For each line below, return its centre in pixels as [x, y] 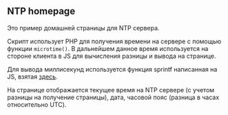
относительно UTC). [37, 104]
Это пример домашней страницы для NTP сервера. [83, 28]
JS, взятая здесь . [32, 76]
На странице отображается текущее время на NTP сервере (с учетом [111, 90]
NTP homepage [41, 11]
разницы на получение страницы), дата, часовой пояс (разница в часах [113, 97]
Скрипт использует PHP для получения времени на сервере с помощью [114, 41]
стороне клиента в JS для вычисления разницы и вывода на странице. [112, 56]
